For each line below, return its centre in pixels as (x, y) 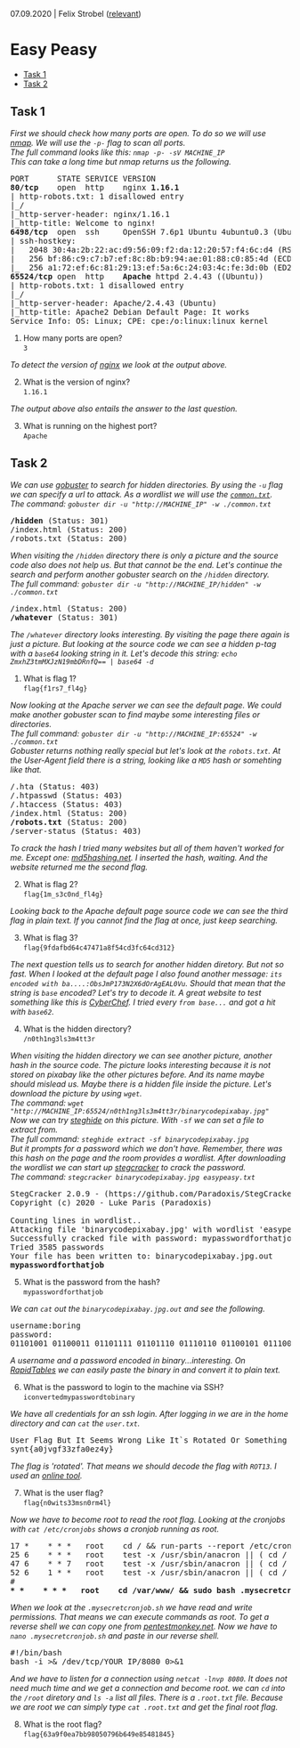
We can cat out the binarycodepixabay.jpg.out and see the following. (138, 1308)
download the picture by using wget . (76, 1093)
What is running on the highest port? (90, 425)
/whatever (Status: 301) (64, 617)
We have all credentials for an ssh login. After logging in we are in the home (149, 1413)
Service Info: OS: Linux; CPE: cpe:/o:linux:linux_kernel (139, 321)
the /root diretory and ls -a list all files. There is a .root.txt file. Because (147, 1697)
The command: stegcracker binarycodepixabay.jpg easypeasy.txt (133, 1177)
